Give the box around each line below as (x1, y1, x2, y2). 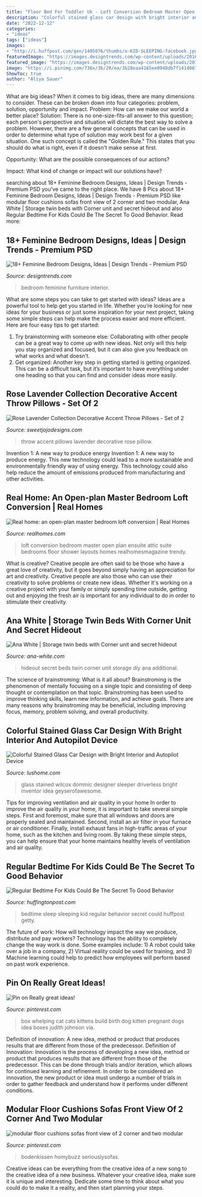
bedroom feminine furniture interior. (20, 284, 110, 291)
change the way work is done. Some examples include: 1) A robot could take (6, 941, 195, 948)
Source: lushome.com (6, 769, 61, 776)
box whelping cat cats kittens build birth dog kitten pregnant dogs (20, 1017, 185, 1024)
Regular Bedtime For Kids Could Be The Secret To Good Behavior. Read (6, 211, 183, 219)
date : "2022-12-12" (6, 20, 55, 26)
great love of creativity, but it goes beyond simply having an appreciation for (6, 566, 195, 573)
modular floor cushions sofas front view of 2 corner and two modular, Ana (6, 199, 190, 206)
